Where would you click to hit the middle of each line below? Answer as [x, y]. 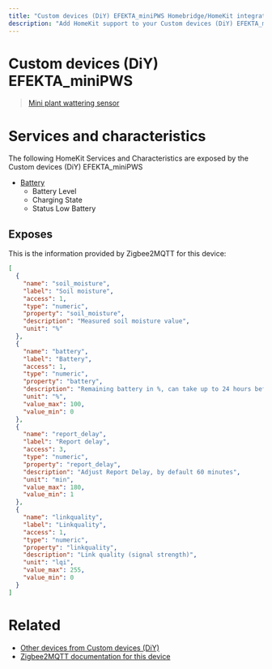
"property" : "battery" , [63, 382]
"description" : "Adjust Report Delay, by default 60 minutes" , [132, 472]
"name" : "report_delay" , [65, 435]
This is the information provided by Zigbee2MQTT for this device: [117, 254]
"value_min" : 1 [49, 495]
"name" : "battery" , [56, 351]
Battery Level [54, 191]
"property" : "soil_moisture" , [74, 314]
